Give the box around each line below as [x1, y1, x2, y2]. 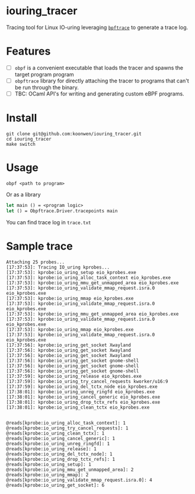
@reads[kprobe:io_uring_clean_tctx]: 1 [6, 430, 105, 436]
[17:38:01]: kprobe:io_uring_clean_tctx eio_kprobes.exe [6, 404, 150, 410]
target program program [14, 71, 74, 78]
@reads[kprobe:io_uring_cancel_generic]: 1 [6, 435, 116, 441]
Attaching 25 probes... [6, 259, 65, 265]
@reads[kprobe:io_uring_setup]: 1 [6, 461, 92, 467]
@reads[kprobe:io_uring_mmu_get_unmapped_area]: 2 [6, 467, 134, 473]
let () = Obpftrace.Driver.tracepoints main [6, 208, 118, 214]
